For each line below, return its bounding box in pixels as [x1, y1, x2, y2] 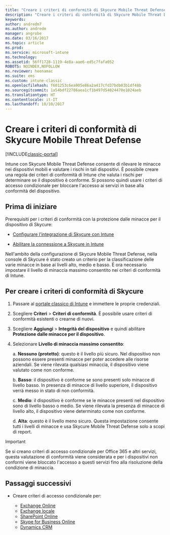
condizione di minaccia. [5, 465, 55, 471]
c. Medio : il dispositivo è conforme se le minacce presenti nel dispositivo [12, 397, 165, 403]
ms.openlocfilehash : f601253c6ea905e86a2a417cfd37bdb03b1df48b [5, 83, 142, 88]
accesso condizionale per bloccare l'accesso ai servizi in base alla [5, 183, 144, 189]
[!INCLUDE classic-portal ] [5, 151, 58, 157]
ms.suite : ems [5, 74, 35, 79]
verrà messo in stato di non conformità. [12, 387, 95, 394]
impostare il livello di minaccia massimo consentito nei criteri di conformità [5, 267, 161, 273]
